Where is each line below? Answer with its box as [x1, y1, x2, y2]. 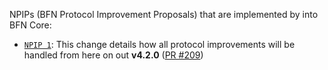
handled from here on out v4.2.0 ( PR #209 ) [23, 49, 204, 61]
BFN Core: [9, 19, 52, 31]
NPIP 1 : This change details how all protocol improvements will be [23, 39, 296, 50]
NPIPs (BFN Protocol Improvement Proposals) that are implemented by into [9, 9, 319, 20]
